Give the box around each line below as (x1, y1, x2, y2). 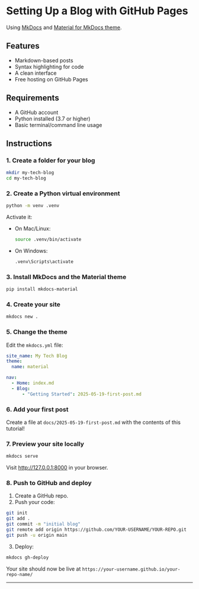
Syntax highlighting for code (14, 63, 84, 70)
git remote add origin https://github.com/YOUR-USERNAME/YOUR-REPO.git (6, 527, 187, 533)
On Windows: (14, 248, 48, 255)
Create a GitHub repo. (14, 492, 69, 499)
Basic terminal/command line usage (14, 121, 102, 128)
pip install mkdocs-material (6, 286, 78, 292)
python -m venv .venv (6, 203, 60, 209)
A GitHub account (14, 109, 59, 116)
